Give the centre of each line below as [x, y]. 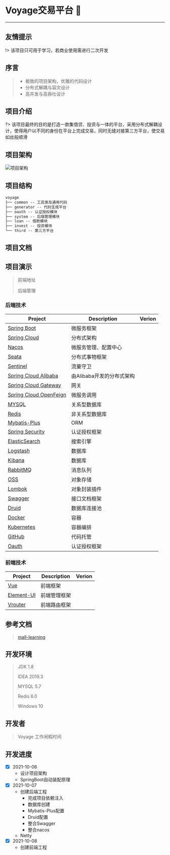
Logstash [19, 451]
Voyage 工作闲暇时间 [39, 737]
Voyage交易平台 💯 [44, 10]
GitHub [16, 536]
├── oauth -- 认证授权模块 [31, 212]
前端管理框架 [56, 595]
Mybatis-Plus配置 [46, 811]
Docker [16, 517]
